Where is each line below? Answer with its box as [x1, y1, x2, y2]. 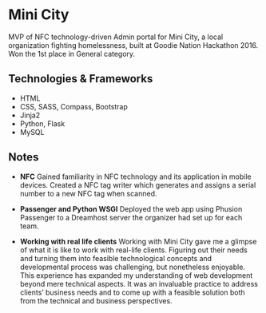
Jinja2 [19, 110, 41, 120]
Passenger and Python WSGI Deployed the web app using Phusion [19, 204, 243, 213]
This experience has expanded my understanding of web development [19, 270, 253, 280]
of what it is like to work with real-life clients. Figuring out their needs [19, 245, 248, 255]
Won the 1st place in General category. [8, 49, 136, 58]
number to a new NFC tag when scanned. [19, 188, 157, 198]
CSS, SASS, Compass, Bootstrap [19, 101, 128, 111]
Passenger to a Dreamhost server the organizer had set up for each [19, 212, 243, 222]
